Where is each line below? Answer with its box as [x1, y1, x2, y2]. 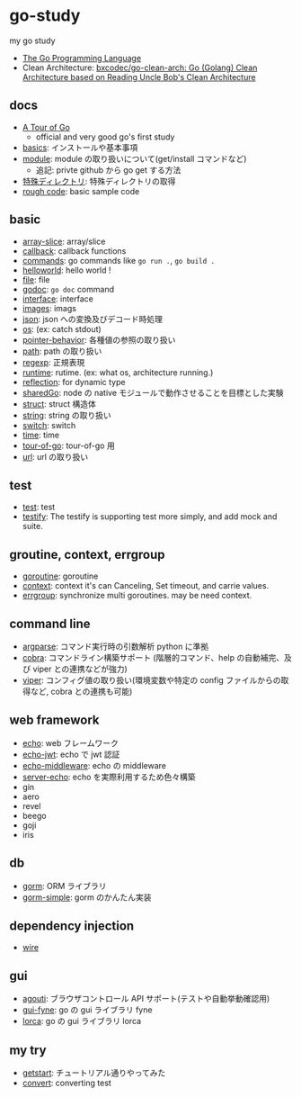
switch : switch [22, 419, 76, 430]
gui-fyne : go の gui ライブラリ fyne [22, 1004, 153, 1015]
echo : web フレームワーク [22, 737, 120, 748]
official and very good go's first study [35, 131, 175, 142]
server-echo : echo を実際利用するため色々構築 [22, 771, 196, 782]
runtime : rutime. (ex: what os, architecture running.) [22, 366, 214, 378]
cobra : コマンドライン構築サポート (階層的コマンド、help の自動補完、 [22, 652, 285, 662]
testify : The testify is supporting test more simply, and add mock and [22, 511, 278, 522]
